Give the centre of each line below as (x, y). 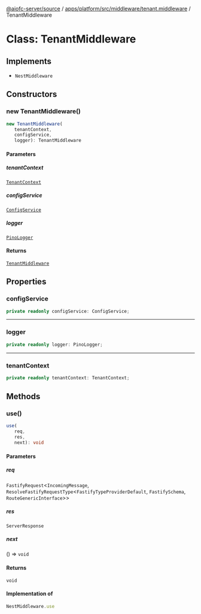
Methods (23, 396)
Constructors (32, 94)
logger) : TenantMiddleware (48, 141)
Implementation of (30, 594)
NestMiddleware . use (31, 606)
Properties (26, 282)
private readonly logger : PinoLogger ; (54, 344)
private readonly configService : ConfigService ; (68, 311)
